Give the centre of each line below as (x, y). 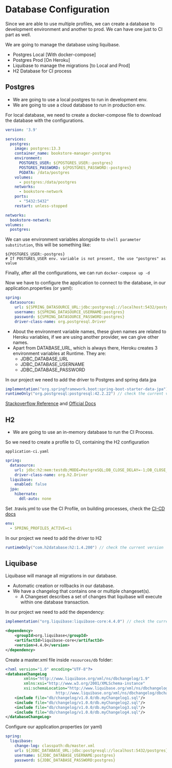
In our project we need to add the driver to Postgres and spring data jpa (81, 379)
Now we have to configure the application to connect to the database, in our (86, 283)
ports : (21, 196)
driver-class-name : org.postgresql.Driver (60, 322)
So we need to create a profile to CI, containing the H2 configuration (77, 442)
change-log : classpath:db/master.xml (55, 746)
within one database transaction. (55, 602)
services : (16, 139)
